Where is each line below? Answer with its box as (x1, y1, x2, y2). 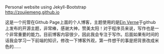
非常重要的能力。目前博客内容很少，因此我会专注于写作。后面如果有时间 (9, 32, 155, 37)
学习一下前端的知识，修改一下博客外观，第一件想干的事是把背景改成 (18, 37, 155, 43)
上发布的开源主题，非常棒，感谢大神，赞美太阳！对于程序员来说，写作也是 (5, 25, 155, 31)
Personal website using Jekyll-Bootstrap (5, 4, 86, 10)
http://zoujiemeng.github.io (5, 9, 60, 15)
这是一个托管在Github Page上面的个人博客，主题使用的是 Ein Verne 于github (5, 19, 156, 25)
